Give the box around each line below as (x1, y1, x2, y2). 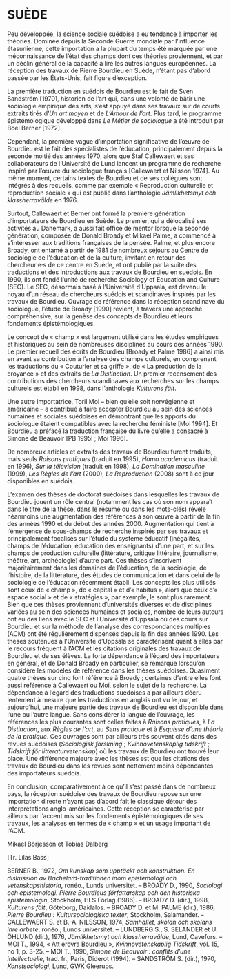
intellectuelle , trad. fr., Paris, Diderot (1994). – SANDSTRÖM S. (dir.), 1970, (7, 954, 217, 963)
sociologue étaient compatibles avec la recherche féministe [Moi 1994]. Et (7, 419, 218, 427)
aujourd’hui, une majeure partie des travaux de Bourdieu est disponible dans (7, 703, 224, 711)
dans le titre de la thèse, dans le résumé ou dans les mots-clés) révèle (7, 505, 207, 513)
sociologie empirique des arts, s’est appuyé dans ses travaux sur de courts (7, 101, 221, 110)
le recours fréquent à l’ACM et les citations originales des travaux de (7, 644, 201, 652)
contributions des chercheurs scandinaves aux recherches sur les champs (7, 376, 219, 385)
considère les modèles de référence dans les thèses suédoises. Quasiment (7, 666, 221, 675)
